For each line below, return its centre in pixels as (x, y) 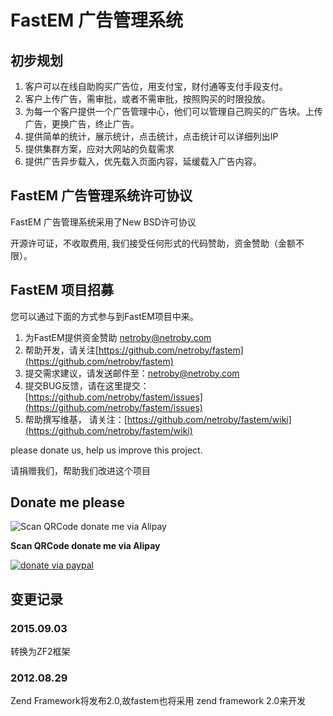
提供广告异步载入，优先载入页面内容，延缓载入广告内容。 (143, 161)
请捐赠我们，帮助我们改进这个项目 (80, 470)
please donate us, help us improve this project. (106, 450)
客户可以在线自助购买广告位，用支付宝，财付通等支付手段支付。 (156, 86)
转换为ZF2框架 (40, 652)
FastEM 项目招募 (62, 290)
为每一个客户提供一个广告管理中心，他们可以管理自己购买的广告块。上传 (173, 111)
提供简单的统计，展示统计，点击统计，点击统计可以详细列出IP (151, 136)
